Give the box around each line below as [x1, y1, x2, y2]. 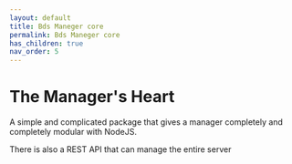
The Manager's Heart [9, 87, 175, 108]
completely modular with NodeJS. [9, 127, 137, 138]
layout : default [9, 13, 71, 23]
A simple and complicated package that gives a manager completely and [9, 117, 283, 128]
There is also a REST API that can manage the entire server [9, 144, 232, 155]
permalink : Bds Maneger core [9, 30, 120, 39]
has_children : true [9, 38, 84, 48]
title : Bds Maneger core [9, 22, 104, 31]
